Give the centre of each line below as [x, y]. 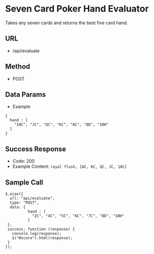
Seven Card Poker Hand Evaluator [77, 9]
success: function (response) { [41, 229]
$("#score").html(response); [42, 238]
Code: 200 [24, 161]
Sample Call [24, 182]
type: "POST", [24, 203]
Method [18, 67]
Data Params [26, 94]
